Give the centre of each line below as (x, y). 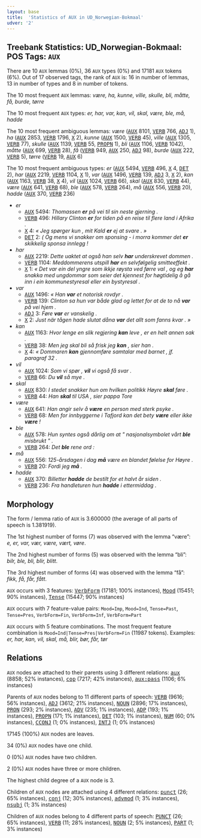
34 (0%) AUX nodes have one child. (50, 745)
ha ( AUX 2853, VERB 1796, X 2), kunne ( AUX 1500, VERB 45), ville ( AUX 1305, (99, 138)
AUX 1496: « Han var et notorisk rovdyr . (74, 295)
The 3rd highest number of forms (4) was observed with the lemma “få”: (96, 572)
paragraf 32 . (41, 358)
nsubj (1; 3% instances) (37, 804)
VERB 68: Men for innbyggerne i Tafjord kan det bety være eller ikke (108, 415)
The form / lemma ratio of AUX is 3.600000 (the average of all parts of (92, 518)
